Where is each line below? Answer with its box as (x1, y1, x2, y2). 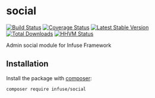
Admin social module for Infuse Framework (6, 42, 112, 49)
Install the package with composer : (6, 74, 92, 81)
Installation (6, 59, 49, 69)
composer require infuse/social (6, 86, 86, 92)
